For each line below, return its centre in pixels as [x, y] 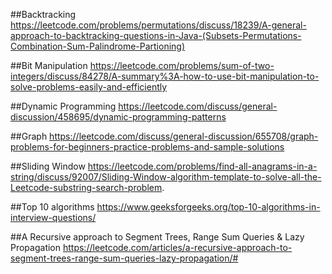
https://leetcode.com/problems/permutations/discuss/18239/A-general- [158, 25]
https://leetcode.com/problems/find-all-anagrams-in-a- [202, 166]
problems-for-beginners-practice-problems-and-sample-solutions [147, 147]
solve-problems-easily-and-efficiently [89, 87]
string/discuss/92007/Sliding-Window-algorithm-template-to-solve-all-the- [166, 177]
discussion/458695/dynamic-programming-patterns [118, 117]
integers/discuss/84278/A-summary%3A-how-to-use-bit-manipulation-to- [165, 76]
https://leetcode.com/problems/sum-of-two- [182, 65]
